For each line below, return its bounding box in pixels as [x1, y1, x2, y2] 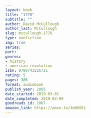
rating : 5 [5, 73, 26, 78]
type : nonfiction [5, 36, 41, 41]
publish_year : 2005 [5, 86, 46, 92]
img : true [5, 40, 26, 45]
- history [5, 59, 26, 64]
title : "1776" [5, 12, 35, 17]
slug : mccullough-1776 [5, 31, 52, 36]
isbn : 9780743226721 [5, 68, 48, 73]
